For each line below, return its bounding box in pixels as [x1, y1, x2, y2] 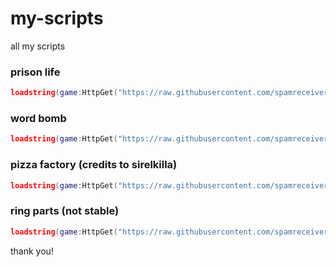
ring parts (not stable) [10, 204, 120, 218]
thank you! [10, 245, 54, 257]
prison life [10, 65, 61, 79]
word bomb [10, 112, 67, 126]
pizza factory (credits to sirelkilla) [10, 158, 178, 172]
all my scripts [10, 40, 66, 52]
